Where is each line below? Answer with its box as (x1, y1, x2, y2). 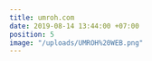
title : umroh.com (9, 13, 75, 22)
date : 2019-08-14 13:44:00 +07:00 (9, 22, 140, 30)
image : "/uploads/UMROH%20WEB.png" (9, 38, 144, 48)
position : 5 (9, 30, 54, 39)
